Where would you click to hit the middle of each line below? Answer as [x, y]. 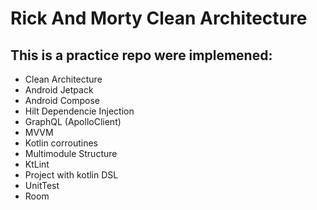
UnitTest [42, 185]
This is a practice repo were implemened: [141, 55]
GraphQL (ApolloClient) [73, 121]
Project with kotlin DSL [71, 175]
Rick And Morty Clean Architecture [159, 18]
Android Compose [62, 100]
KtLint [37, 164]
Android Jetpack [59, 90]
